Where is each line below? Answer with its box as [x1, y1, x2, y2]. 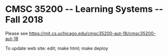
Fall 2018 [5, 14, 44, 25]
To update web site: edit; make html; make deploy [5, 45, 108, 51]
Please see [5, 30, 28, 36]
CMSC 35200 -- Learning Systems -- [5, 3, 163, 15]
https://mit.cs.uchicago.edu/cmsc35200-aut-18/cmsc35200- [29, 30, 156, 36]
